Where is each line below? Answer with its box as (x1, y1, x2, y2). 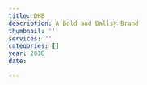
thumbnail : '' (8, 27, 57, 35)
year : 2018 (8, 49, 45, 57)
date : (8, 57, 27, 66)
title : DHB (8, 11, 45, 20)
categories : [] (8, 42, 60, 50)
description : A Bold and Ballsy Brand (8, 19, 139, 28)
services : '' (8, 34, 52, 43)
